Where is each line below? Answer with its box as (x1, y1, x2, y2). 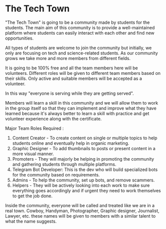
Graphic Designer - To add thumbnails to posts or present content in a (12, 145, 156, 151)
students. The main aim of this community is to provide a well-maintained (5, 24, 155, 30)
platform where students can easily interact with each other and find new (5, 30, 155, 36)
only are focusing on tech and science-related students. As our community (5, 50, 158, 56)
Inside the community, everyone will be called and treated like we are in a (5, 202, 155, 208)
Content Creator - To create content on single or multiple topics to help (12, 135, 158, 141)
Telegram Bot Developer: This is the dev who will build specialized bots (12, 167, 158, 172)
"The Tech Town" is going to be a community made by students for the (5, 19, 150, 25)
